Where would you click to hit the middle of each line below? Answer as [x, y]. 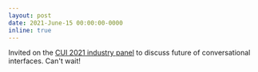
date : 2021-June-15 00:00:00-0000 [66, 23]
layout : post [30, 15]
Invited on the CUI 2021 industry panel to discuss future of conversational [129, 53]
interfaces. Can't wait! [45, 61]
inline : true [30, 30]
